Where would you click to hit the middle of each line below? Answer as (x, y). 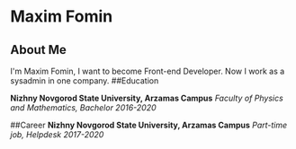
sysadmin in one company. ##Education (85, 81)
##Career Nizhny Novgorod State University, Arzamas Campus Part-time (149, 125)
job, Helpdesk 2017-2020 (57, 135)
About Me (38, 50)
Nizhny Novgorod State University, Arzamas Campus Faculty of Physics (147, 98)
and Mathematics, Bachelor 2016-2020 (83, 108)
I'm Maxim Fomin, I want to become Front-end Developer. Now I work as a (148, 71)
